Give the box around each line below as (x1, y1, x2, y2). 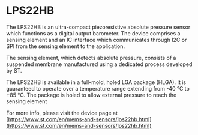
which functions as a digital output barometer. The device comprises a (6, 29, 181, 37)
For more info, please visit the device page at (6, 109, 118, 116)
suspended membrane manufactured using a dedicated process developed (6, 61, 193, 68)
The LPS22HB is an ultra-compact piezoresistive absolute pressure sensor (6, 23, 191, 31)
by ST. (6, 67, 22, 74)
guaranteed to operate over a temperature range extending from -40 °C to (6, 85, 190, 92)
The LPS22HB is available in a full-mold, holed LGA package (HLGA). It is (6, 79, 187, 86)
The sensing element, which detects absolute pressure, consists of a (6, 54, 176, 61)
